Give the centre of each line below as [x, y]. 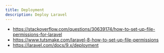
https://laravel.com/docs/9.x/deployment [56, 45]
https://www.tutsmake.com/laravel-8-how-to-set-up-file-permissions [86, 40]
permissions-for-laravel [37, 34]
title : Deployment [25, 10]
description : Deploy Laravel [36, 15]
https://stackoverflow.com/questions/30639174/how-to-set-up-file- [84, 29]
